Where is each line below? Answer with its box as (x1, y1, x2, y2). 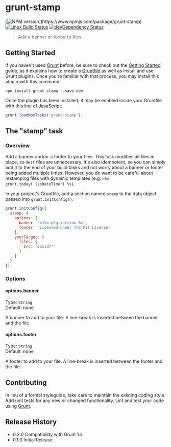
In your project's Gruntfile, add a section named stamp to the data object (5, 191, 157, 197)
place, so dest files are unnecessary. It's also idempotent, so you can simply (5, 159, 166, 165)
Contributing (5, 379, 47, 387)
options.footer (5, 332, 37, 338)
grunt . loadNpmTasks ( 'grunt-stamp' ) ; (5, 112, 83, 117)
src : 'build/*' (23, 244, 56, 249)
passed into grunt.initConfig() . (5, 196, 74, 202)
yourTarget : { (14, 234, 44, 240)
